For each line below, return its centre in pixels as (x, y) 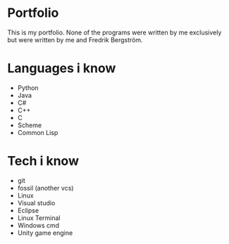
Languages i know (62, 69)
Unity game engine (45, 233)
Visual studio (36, 203)
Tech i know (43, 161)
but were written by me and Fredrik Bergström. (75, 39)
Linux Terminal (39, 218)
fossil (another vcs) (45, 188)
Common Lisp (38, 132)
